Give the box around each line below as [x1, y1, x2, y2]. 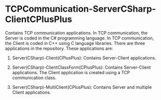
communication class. [12, 75, 57, 80]
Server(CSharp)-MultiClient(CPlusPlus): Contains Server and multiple [12, 84, 152, 90]
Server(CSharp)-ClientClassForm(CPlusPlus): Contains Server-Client [12, 64, 151, 70]
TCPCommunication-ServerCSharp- [5, 3, 156, 15]
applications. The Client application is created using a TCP [12, 69, 130, 75]
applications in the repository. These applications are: [5, 45, 114, 51]
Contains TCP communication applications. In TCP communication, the [5, 30, 148, 36]
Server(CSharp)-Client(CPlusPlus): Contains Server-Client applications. [12, 55, 157, 60]
